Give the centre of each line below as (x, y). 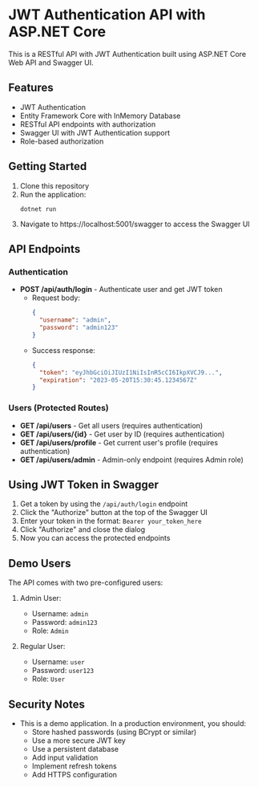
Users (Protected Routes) (59, 408)
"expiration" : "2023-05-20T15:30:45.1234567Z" (118, 380)
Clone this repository (54, 185)
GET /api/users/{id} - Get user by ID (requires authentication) (122, 434)
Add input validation (65, 757)
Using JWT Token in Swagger (83, 484)
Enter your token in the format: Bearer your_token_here (111, 521)
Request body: (56, 298)
